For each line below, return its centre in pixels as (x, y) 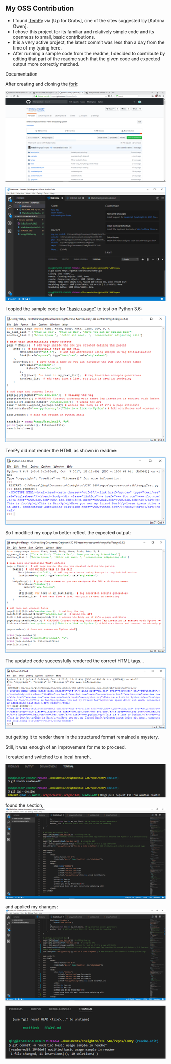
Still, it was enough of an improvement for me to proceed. (66, 747)
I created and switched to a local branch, (48, 757)
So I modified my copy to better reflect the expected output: (68, 533)
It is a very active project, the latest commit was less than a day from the (89, 42)
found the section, (24, 805)
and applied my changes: (32, 907)
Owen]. (20, 26)
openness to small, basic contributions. (54, 37)
